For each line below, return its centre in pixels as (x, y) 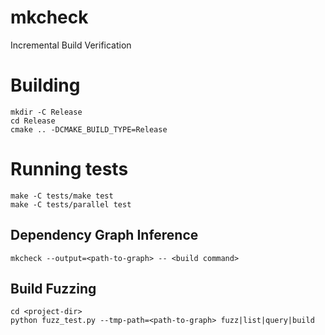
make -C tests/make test (62, 196)
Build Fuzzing (53, 289)
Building (45, 85)
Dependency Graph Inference (104, 235)
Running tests (69, 169)
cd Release (33, 121)
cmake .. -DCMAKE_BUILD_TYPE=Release (89, 129)
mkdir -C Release (46, 112)
